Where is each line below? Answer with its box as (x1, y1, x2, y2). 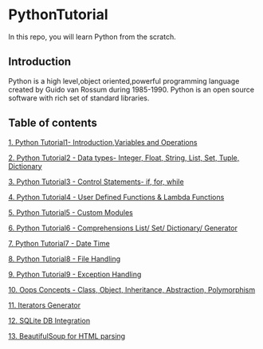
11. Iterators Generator (8, 300, 81, 310)
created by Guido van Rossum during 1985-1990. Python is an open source (8, 84, 255, 94)
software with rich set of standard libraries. (8, 93, 150, 103)
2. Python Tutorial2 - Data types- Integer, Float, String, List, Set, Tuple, (8, 153, 240, 163)
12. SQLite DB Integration (8, 316, 90, 325)
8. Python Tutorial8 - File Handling (8, 253, 121, 264)
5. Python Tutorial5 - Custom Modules (8, 207, 133, 217)
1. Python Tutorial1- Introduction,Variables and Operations (8, 137, 198, 147)
